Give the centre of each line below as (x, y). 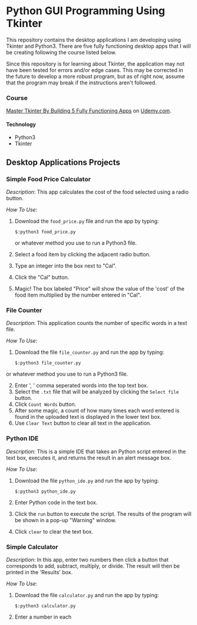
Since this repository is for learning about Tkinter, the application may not (95, 64)
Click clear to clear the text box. (54, 531)
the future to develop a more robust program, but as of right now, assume (95, 76)
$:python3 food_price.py (45, 232)
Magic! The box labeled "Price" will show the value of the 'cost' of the (99, 289)
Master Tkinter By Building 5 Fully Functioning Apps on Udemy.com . (89, 111)
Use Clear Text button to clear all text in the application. (83, 423)
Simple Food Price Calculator (49, 179)
